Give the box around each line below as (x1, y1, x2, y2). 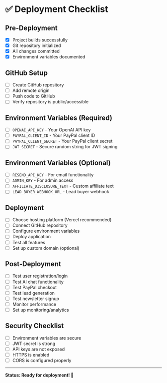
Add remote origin (12, 87, 50, 93)
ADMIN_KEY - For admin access (12, 177, 74, 183)
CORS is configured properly (12, 357, 72, 363)
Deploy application (12, 234, 51, 240)
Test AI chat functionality (12, 279, 64, 285)
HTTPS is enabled (12, 352, 50, 358)
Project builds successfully (12, 37, 68, 43)
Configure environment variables (12, 228, 80, 234)
